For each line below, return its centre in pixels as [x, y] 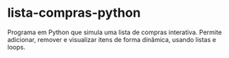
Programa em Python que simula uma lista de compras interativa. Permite [114, 32]
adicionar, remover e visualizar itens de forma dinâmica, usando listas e [112, 39]
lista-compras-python [74, 13]
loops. [17, 47]
